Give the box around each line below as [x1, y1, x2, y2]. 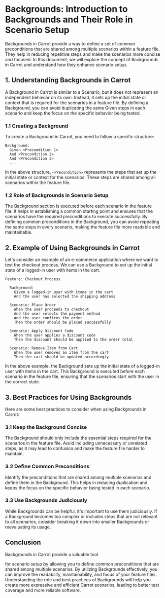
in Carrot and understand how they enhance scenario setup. [5, 62, 128, 68]
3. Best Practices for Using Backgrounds [5, 393, 132, 402]
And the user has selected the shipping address [14, 294, 116, 299]
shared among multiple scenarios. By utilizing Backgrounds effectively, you [5, 566, 158, 572]
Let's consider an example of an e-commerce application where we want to [5, 257, 159, 262]
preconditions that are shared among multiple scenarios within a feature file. [5, 46, 160, 52]
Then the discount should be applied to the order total [14, 337, 133, 342]
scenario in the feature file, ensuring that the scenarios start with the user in [5, 374, 159, 379]
